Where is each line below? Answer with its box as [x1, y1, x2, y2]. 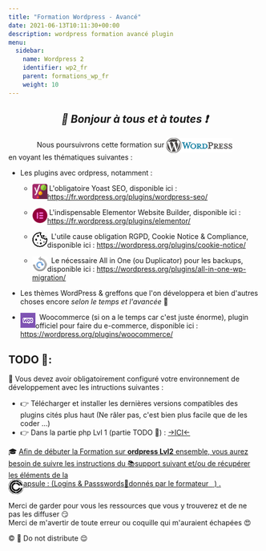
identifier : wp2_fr [22, 64, 88, 72]
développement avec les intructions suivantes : [8, 383, 164, 392]
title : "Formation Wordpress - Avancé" [8, 13, 142, 21]
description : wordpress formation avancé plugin [8, 30, 174, 38]
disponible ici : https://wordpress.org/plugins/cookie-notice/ [46, 241, 246, 250]
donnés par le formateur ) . [128, 479, 222, 488]
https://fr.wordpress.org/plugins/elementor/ [46, 217, 191, 226]
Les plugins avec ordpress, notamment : [19, 168, 153, 178]
